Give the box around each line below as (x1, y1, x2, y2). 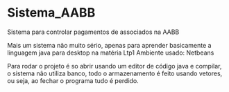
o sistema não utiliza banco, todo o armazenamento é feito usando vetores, (7, 69, 223, 77)
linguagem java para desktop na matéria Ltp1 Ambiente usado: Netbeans (7, 48, 214, 57)
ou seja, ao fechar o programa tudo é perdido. (7, 76, 139, 84)
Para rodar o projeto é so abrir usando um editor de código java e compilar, (7, 62, 222, 70)
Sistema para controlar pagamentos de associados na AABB (7, 28, 180, 36)
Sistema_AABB (7, 5, 96, 21)
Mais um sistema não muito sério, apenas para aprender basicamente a (7, 41, 212, 49)
